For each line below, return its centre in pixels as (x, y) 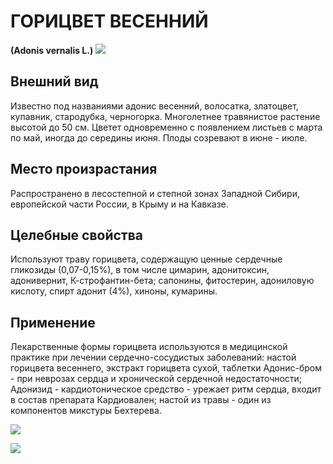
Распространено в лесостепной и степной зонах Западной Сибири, (155, 193)
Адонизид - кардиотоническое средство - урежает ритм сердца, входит (166, 389)
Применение (53, 322)
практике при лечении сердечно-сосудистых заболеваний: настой (153, 357)
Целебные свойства (77, 235)
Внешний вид (54, 81)
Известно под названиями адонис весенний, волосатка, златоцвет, (154, 106)
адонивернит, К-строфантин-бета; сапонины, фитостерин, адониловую (162, 281)
